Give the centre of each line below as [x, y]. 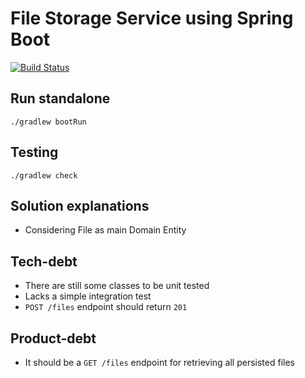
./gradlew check [44, 175]
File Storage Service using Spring [152, 18]
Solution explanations [80, 205]
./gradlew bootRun [48, 122]
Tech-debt [44, 261]
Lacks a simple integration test [88, 296]
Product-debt [53, 338]
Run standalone [60, 98]
